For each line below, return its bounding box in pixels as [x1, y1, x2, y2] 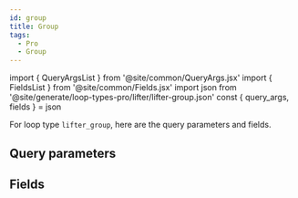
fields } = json [9, 101, 62, 112]
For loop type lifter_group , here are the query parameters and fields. [9, 120, 272, 130]
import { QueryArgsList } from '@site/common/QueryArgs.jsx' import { [9, 72, 272, 83]
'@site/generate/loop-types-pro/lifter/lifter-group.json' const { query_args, [9, 92, 290, 103]
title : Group [9, 22, 59, 31]
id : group [9, 13, 47, 23]
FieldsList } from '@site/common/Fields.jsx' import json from [9, 82, 237, 93]
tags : [9, 30, 30, 39]
